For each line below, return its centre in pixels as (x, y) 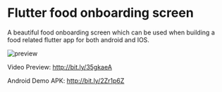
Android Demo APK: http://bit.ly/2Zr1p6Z (66, 80)
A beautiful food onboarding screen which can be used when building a (111, 32)
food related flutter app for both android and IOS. (79, 39)
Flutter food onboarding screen (100, 13)
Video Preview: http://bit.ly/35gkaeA (60, 67)
